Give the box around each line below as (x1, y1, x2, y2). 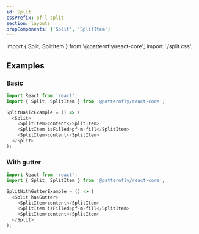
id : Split (6, 9, 32, 15)
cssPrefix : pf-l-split (6, 15, 64, 21)
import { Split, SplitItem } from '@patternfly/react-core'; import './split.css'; (6, 43, 194, 50)
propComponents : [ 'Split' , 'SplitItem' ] (6, 26, 111, 32)
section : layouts (6, 20, 51, 26)
